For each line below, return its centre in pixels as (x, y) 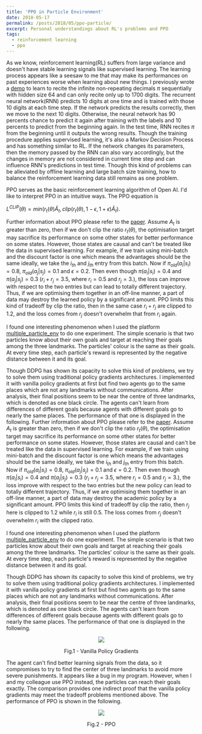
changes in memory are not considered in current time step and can (91, 159)
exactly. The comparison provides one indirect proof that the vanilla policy (99, 689)
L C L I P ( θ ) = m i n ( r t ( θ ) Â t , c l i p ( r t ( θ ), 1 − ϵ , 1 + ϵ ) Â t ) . (63, 209)
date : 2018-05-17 (28, 17)
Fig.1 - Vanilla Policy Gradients (101, 651)
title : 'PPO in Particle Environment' (55, 12)
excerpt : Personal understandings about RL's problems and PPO (87, 29)
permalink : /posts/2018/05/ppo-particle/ (59, 23)
